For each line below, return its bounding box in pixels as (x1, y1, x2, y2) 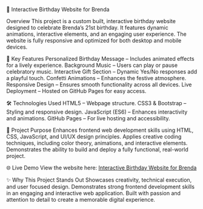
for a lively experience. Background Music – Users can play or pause (6, 61, 178, 69)
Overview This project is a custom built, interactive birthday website (6, 18, 176, 24)
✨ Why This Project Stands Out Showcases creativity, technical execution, (6, 176, 192, 183)
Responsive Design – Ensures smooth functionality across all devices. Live (6, 81, 192, 88)
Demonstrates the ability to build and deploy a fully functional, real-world (6, 146, 189, 153)
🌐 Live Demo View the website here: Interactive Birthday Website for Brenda (6, 164, 197, 171)
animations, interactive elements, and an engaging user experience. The (6, 30, 187, 38)
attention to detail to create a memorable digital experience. (6, 196, 156, 203)
